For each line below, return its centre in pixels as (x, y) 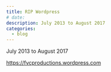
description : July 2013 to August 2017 (56, 23)
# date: (16, 17)
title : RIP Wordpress (33, 12)
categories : (21, 28)
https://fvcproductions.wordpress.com (54, 63)
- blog (20, 34)
